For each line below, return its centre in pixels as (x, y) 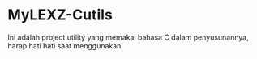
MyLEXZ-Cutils (60, 15)
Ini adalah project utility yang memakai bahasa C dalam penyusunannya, (128, 37)
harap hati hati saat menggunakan (64, 45)
